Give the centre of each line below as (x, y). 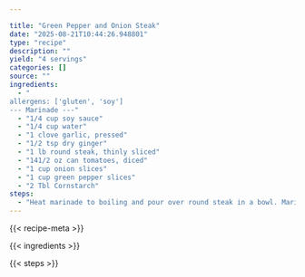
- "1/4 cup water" (53, 127)
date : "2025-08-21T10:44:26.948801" (79, 34)
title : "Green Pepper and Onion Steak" (85, 25)
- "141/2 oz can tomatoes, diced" (83, 160)
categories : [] (38, 68)
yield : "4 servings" (49, 60)
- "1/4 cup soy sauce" (60, 119)
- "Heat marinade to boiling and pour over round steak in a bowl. (148, 203)
